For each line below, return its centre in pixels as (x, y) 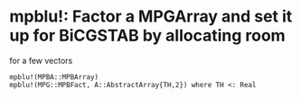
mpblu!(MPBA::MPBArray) (54, 77)
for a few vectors (41, 60)
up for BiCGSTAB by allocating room (148, 36)
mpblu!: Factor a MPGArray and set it (151, 17)
